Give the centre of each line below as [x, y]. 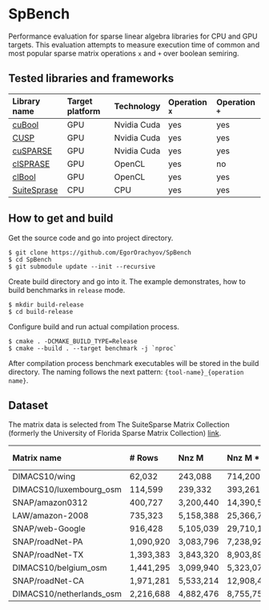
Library [26, 101]
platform [84, 111]
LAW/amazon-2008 [51, 516]
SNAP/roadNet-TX [48, 555]
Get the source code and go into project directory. [91, 238]
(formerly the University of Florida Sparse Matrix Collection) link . [115, 433]
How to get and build [61, 219]
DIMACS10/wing [44, 477]
